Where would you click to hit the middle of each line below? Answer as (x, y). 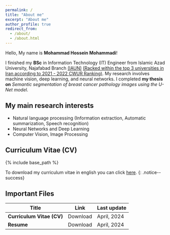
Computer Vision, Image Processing (50, 134)
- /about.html (25, 39)
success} (15, 178)
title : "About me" (25, 15)
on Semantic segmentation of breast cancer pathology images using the (81, 84)
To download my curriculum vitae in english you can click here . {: (73, 172)
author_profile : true (28, 24)
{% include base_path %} (32, 162)
